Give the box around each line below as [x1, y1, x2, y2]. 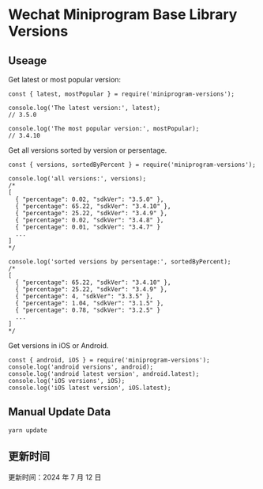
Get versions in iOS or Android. [8, 341, 109, 350]
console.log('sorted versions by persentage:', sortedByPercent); [8, 258, 231, 266]
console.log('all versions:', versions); [8, 175, 147, 183]
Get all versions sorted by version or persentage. [8, 146, 167, 155]
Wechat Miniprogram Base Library [8, 6, 238, 24]
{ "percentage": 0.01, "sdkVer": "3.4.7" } [15, 223, 160, 231]
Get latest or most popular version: [8, 75, 121, 84]
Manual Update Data [8, 405, 111, 419]
